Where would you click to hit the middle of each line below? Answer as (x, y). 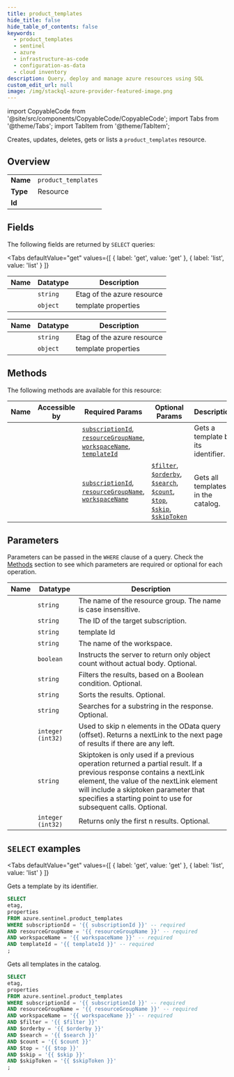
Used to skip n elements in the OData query (149, 727)
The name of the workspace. (125, 644)
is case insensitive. (109, 610)
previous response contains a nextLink (142, 773)
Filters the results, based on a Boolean (141, 675)
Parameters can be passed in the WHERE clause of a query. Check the (106, 557)
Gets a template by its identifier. (53, 886)
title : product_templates (45, 14)
